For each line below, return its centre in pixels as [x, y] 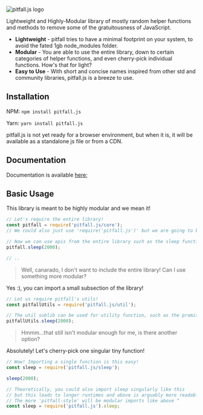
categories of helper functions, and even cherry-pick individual [93, 58]
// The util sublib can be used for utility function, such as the [93, 315]
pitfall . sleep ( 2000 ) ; [34, 247]
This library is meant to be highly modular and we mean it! [79, 208]
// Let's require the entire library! [55, 220]
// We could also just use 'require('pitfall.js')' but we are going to [100, 231]
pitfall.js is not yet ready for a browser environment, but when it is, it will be [100, 135]
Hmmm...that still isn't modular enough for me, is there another [99, 333]
